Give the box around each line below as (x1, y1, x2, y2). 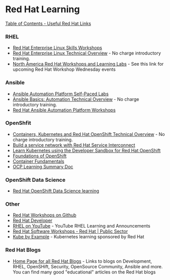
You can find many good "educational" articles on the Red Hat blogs (12, 269, 156, 275)
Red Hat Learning (5, 4, 80, 15)
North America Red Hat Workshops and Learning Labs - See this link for (12, 61, 164, 67)
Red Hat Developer (12, 217, 52, 223)
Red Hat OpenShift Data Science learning (12, 188, 99, 194)
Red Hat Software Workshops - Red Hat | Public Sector (12, 228, 128, 235)
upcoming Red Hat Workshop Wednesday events (12, 66, 116, 72)
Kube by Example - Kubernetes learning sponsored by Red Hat (12, 234, 145, 240)
